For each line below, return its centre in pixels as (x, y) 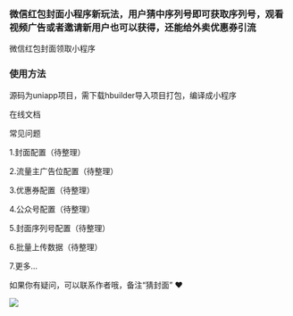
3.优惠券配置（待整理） (52, 190)
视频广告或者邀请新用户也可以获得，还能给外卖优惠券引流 (133, 27)
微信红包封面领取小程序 (52, 49)
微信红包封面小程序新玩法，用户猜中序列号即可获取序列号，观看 (146, 13)
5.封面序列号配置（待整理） (59, 228)
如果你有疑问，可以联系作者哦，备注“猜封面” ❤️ (96, 285)
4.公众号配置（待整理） (52, 209)
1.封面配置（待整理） (47, 152)
